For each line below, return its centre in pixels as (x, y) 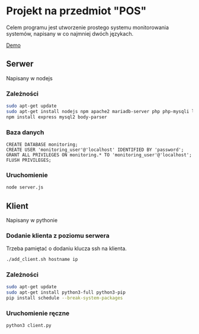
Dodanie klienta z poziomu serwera (58, 235)
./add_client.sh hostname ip (42, 260)
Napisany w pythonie (32, 220)
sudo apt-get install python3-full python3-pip (66, 292)
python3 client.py (29, 326)
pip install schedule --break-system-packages (65, 298)
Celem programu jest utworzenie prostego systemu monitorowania (88, 27)
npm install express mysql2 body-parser (57, 117)
